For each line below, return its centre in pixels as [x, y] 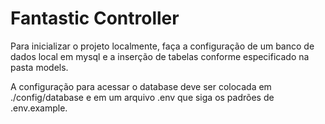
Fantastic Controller [95, 18]
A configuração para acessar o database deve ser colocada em [141, 86]
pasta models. [39, 67]
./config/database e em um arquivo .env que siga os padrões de [142, 97]
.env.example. [39, 108]
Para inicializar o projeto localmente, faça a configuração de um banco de [162, 46]
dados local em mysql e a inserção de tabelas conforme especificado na [160, 56]
